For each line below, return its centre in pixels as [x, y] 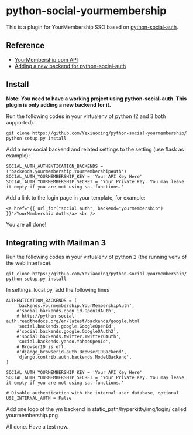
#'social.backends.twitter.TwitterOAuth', [69, 337]
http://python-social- [49, 316]
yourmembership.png [32, 416]
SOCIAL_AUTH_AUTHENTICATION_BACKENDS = [55, 166]
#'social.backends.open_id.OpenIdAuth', [66, 311]
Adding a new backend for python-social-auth [70, 66]
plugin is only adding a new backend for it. [58, 104]
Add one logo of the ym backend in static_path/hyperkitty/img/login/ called [96, 409]
